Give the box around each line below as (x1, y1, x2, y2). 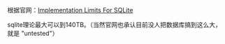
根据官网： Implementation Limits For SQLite (7, 6, 133, 14)
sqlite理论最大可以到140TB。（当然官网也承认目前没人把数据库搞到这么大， (7, 21, 222, 29)
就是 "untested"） (7, 30, 59, 37)
